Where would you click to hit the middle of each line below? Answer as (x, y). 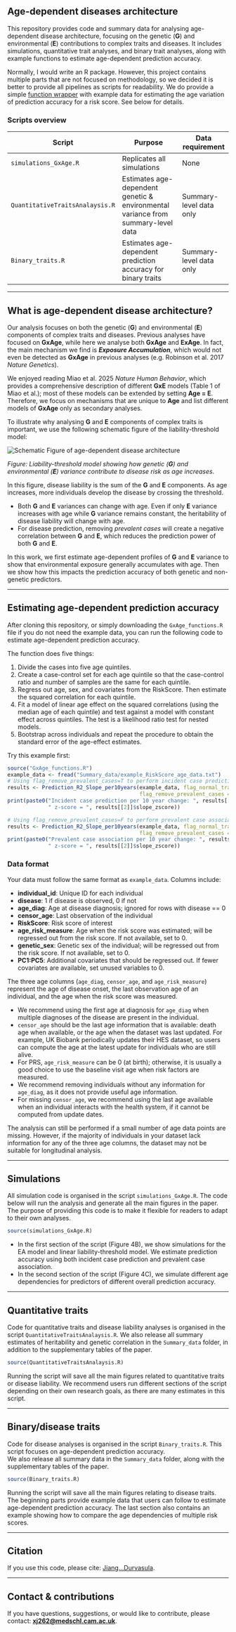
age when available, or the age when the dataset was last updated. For (120, 1032)
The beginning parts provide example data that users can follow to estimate (117, 1500)
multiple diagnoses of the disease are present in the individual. (108, 1017)
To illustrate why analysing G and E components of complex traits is (105, 421)
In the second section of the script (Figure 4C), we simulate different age (123, 1275)
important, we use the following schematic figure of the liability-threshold (113, 429)
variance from (145, 214)
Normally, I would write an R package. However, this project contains (107, 72)
